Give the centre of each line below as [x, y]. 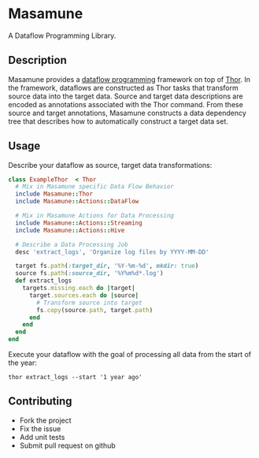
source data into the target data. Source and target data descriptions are [126, 96]
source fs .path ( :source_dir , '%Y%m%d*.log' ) [89, 274]
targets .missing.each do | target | [79, 289]
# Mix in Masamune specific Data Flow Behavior [95, 187]
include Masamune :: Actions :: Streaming [79, 223]
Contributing [40, 402]
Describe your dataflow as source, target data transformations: [110, 165]
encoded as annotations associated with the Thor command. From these [126, 104]
